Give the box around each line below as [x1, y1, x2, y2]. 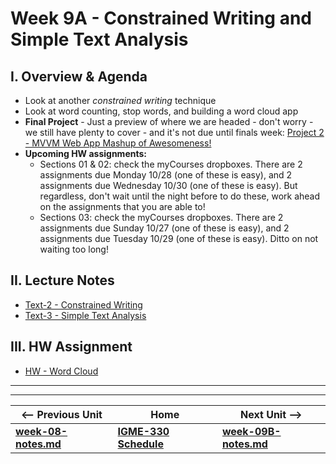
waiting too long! [39, 243, 109, 255]
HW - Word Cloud [24, 365, 99, 377]
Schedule [117, 437, 164, 451]
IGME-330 [117, 424, 170, 438]
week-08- [15, 424, 68, 438]
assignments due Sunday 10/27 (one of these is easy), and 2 [39, 222, 290, 234]
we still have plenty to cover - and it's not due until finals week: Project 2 [24, 127, 325, 138]
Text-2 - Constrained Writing [24, 298, 143, 311]
